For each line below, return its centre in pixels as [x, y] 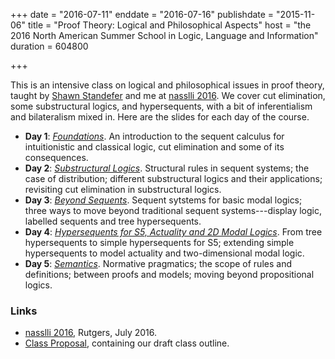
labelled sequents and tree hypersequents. [113, 221]
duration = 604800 [49, 46]
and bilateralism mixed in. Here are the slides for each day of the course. [160, 117]
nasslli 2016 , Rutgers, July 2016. [91, 333]
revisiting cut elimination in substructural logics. [123, 189]
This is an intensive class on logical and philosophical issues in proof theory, [167, 85]
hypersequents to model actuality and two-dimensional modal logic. [164, 253]
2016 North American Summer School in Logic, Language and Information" [164, 35]
